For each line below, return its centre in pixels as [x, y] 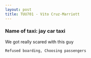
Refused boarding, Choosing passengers [46, 51]
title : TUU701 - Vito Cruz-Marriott [42, 14]
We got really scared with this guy [39, 41]
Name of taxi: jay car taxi [35, 31]
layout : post [18, 10]
